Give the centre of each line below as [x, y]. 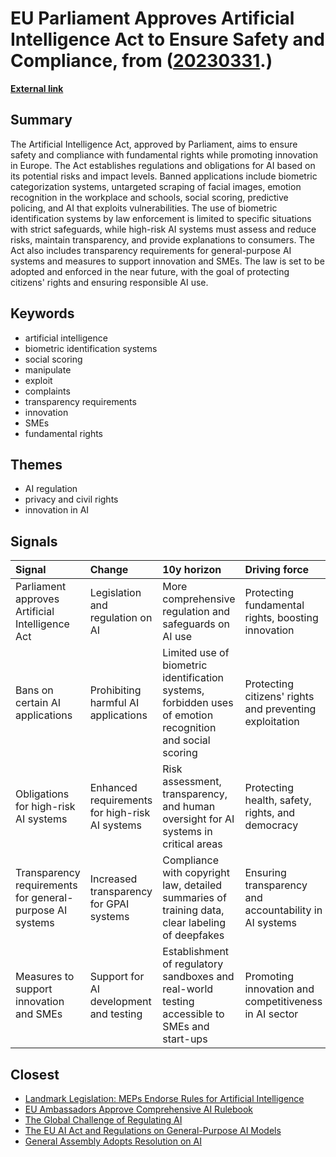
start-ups [185, 1039]
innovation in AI [57, 510]
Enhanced [113, 788]
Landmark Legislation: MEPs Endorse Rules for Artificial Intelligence [164, 1098]
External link [37, 88]
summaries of [194, 898]
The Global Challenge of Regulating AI [103, 1120]
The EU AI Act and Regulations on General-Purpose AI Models [153, 1130]
